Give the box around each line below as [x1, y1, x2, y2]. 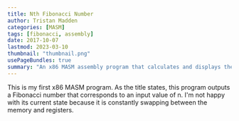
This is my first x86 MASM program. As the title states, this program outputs [7, 83, 230, 91]
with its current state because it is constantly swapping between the [7, 98, 208, 107]
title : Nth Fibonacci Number [7, 10, 94, 18]
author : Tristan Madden [7, 17, 78, 24]
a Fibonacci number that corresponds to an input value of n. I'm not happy [7, 90, 225, 99]
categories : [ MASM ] [7, 23, 65, 31]
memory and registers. [7, 105, 74, 114]
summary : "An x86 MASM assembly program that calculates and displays [7, 63, 221, 70]
